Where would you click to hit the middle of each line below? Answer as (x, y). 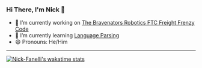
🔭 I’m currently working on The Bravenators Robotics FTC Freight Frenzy (105, 23)
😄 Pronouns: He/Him (41, 42)
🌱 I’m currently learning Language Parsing (67, 36)
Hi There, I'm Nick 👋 (35, 10)
